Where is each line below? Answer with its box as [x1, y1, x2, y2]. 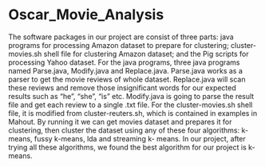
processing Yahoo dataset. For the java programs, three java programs [8, 58, 240, 67]
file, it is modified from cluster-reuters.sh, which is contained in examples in [8, 108, 258, 117]
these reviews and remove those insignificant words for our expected [8, 82, 237, 93]
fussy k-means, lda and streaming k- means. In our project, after [34, 133, 246, 143]
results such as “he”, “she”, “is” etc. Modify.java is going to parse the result [8, 91, 255, 101]
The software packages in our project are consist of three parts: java [8, 32, 234, 42]
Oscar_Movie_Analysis [8, 6, 164, 24]
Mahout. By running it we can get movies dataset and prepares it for [8, 117, 232, 126]
